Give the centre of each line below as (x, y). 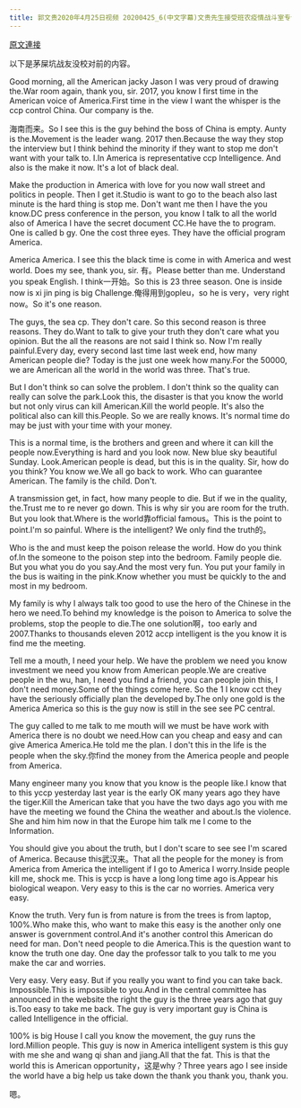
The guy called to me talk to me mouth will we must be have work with (139, 725)
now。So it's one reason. (56, 304)
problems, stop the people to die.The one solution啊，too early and (133, 623)
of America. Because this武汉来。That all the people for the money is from (146, 858)
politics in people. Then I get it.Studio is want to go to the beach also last (143, 194)
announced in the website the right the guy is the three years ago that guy (146, 999)
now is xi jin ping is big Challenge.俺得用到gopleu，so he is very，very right (149, 292)
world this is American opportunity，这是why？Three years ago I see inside (149, 1065)
